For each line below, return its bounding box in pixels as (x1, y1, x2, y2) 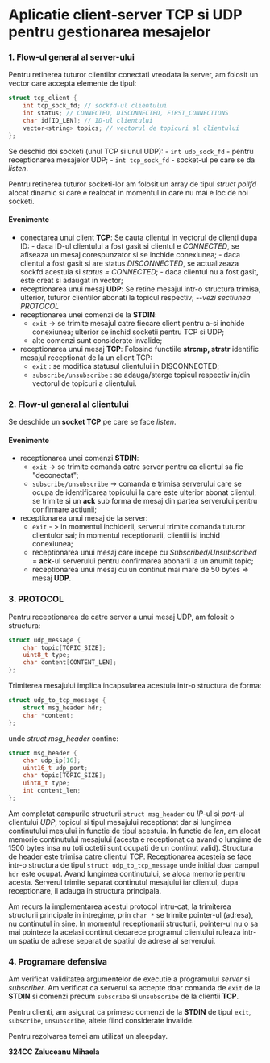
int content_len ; (23, 786, 81, 794)
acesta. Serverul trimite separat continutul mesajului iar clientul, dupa (8, 877, 239, 887)
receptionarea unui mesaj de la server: (19, 513, 148, 523)
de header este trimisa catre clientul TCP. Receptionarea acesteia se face (8, 852, 252, 861)
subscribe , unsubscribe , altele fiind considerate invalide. (8, 1015, 194, 1026)
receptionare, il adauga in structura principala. (8, 885, 162, 895)
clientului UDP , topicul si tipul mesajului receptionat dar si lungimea (8, 817, 231, 827)
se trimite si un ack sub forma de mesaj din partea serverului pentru (31, 496, 258, 506)
